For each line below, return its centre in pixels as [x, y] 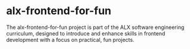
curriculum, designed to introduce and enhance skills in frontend [86, 33]
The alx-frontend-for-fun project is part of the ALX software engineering [95, 27]
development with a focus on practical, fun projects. [70, 40]
